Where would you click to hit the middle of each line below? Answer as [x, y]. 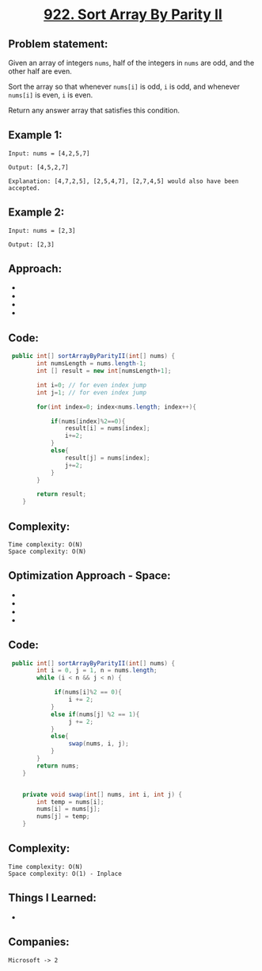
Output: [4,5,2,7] [38, 167]
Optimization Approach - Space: [90, 576]
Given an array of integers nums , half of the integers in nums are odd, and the [131, 63]
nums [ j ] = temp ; [63, 817]
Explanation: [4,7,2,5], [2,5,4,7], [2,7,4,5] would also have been [123, 181]
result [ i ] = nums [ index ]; [107, 428]
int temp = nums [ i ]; [70, 802]
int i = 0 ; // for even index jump [92, 385]
